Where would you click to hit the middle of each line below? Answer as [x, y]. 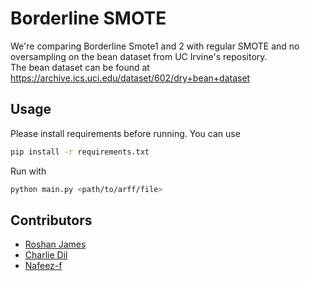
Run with [28, 171]
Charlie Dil [46, 255]
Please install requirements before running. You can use [125, 133]
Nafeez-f [43, 266]
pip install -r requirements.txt [80, 152]
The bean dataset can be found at [80, 67]
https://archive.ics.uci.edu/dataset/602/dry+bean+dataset [130, 78]
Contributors [51, 220]
